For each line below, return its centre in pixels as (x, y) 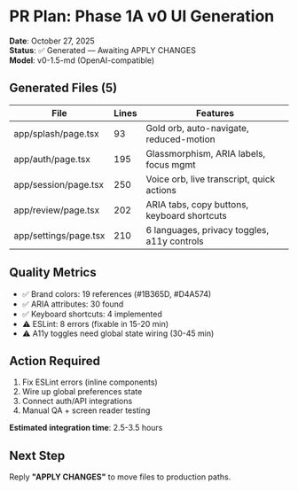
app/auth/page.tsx (52, 159)
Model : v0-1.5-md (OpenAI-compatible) (82, 60)
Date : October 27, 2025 (52, 41)
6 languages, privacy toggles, (207, 230)
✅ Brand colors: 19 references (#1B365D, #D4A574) (117, 293)
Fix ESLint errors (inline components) (90, 382)
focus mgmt (171, 164)
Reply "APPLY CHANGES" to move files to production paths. (120, 477)
